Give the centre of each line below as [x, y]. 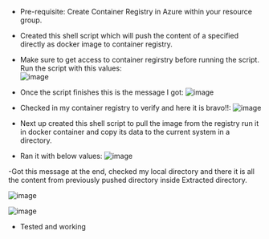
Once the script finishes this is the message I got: [102, 92]
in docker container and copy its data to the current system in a [125, 132]
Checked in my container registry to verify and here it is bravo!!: [125, 108]
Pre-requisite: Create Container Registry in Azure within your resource [136, 12]
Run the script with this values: [71, 68]
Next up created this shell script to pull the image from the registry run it [139, 123]
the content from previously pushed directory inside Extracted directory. [128, 180]
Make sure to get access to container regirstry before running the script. [139, 60]
